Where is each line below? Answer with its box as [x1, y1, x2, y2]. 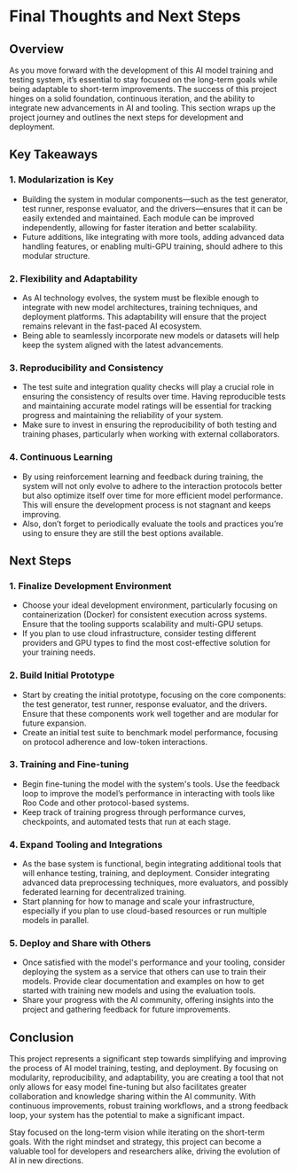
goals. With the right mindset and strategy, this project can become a [9, 1137, 262, 1147]
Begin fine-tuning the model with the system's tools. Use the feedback [21, 778, 281, 789]
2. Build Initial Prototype [9, 669, 115, 681]
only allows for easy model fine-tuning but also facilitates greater [9, 1082, 247, 1092]
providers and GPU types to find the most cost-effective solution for [21, 638, 271, 649]
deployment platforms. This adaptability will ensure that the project [21, 311, 267, 322]
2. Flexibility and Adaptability [9, 272, 138, 284]
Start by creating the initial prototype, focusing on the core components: [21, 689, 286, 700]
